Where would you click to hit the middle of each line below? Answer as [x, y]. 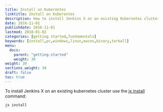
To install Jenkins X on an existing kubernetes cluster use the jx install [75, 91]
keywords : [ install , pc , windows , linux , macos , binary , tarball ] [67, 41]
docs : [15, 50]
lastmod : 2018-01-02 [26, 32]
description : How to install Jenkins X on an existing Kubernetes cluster [82, 18]
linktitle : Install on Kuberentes [40, 14]
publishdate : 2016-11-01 [30, 28]
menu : [10, 46]
